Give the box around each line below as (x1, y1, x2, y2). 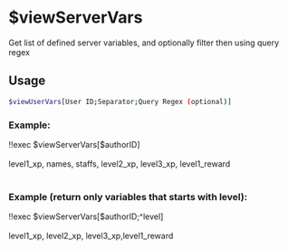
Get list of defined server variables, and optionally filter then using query (8, 37, 280, 48)
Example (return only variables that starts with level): (8, 190, 248, 203)
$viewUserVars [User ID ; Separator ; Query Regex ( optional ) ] (8, 97, 232, 106)
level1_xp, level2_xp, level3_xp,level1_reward (8, 230, 174, 242)
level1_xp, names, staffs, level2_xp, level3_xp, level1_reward (8, 158, 231, 169)
